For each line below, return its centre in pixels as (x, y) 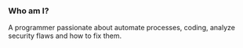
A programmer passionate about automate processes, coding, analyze (121, 28)
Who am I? (29, 11)
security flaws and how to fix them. (65, 36)
